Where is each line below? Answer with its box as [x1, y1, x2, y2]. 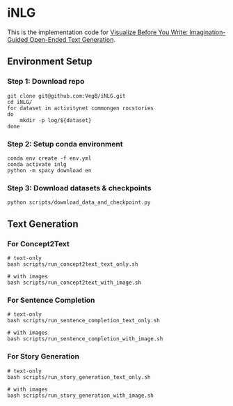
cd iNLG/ [7, 98, 33, 105]
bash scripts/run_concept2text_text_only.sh [7, 260, 138, 268]
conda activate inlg [7, 160, 67, 168]
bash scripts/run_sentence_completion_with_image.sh [7, 336, 163, 343]
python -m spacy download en [7, 167, 92, 174]
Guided [7, 35, 29, 43]
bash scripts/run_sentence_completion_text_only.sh [7, 317, 160, 324]
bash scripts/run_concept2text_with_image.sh [7, 279, 141, 286]
